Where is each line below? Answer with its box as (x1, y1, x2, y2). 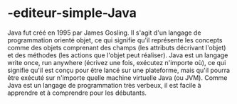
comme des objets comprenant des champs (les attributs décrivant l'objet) (7, 43, 226, 52)
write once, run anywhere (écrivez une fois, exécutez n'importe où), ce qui (7, 58, 226, 67)
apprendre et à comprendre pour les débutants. (7, 88, 147, 97)
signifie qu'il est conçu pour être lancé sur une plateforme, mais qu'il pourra (7, 66, 230, 74)
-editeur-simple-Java (7, 5, 137, 21)
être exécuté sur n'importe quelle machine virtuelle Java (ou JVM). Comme (7, 73, 228, 82)
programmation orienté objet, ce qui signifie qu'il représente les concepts (7, 35, 223, 44)
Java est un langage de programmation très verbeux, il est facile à (7, 81, 201, 89)
